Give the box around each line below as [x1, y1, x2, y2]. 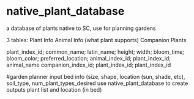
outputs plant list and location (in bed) [6, 86, 102, 93]
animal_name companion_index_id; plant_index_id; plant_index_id [6, 61, 171, 68]
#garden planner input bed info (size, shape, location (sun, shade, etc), [6, 73, 185, 80]
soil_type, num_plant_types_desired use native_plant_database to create [6, 79, 188, 87]
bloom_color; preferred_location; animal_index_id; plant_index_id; [6, 54, 171, 62]
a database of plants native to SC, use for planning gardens [6, 24, 156, 32]
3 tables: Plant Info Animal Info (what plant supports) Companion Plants [6, 36, 187, 43]
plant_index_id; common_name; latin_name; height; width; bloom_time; [6, 48, 185, 56]
